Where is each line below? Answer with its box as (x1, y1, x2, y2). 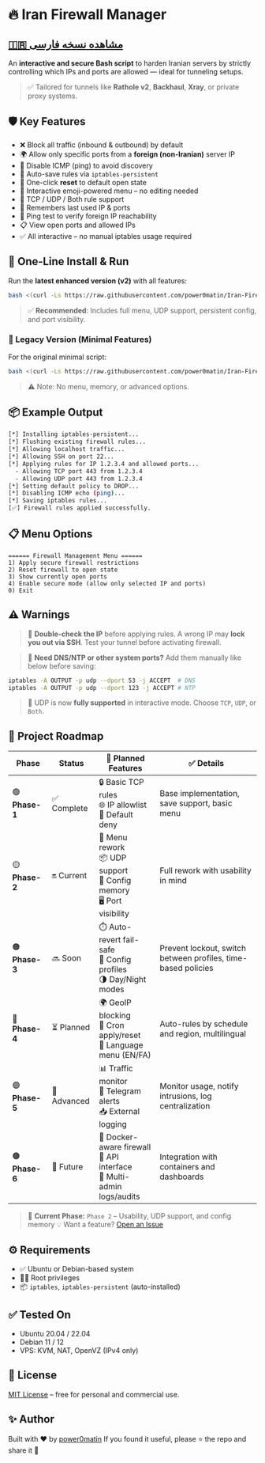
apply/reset (98, 1030, 141, 1041)
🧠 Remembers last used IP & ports (19, 203, 131, 212)
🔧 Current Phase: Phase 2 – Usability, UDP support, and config (27, 1211, 231, 1221)
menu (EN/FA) (98, 1050, 151, 1061)
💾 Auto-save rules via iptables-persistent (19, 169, 159, 179)
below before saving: (27, 661, 96, 670)
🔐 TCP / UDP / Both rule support (19, 194, 125, 203)
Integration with (159, 1151, 218, 1162)
